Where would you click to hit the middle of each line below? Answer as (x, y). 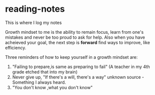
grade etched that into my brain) (45, 71)
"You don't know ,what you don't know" (52, 87)
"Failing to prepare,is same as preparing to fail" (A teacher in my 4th (81, 67)
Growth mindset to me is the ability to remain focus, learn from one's (74, 32)
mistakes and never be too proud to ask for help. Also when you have (75, 37)
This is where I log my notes (34, 23)
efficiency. (16, 47)
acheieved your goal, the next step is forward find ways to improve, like (78, 42)
